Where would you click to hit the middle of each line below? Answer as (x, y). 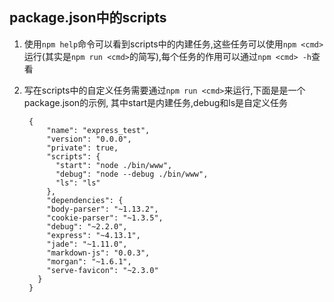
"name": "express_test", (98, 130)
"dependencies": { (85, 200)
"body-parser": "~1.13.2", (102, 209)
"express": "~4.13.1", (93, 235)
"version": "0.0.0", (89, 139)
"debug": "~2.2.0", (87, 226)
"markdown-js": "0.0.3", (98, 253)
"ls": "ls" (78, 183)
